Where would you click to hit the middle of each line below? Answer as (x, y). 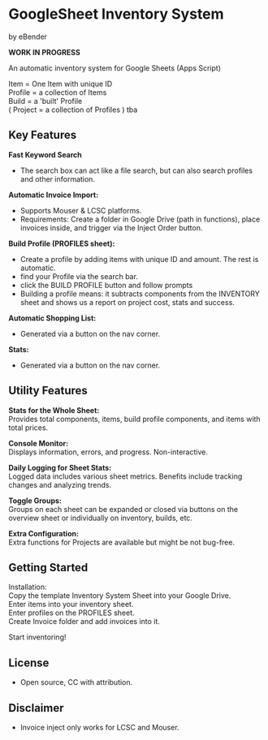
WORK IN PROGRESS (45, 52)
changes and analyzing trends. (60, 484)
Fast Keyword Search (45, 154)
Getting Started (48, 568)
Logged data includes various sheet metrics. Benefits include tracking (125, 476)
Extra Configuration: (44, 533)
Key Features (43, 135)
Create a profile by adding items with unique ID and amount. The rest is (139, 259)
